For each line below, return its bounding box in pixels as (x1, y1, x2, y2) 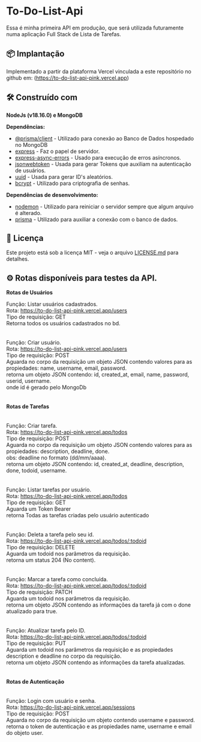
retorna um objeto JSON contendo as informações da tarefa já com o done (6, 601, 191, 609)
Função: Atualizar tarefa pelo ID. (6, 627, 86, 634)
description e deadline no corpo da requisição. (6, 652, 122, 660)
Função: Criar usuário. (6, 339, 61, 346)
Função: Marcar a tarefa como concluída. (6, 576, 108, 583)
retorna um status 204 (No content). (6, 556, 96, 564)
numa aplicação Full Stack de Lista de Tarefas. (6, 30, 121, 37)
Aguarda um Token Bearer (6, 505, 71, 513)
